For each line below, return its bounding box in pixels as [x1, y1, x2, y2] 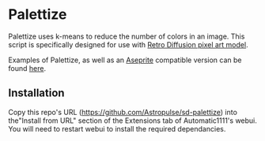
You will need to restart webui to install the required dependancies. [8, 124, 226, 133]
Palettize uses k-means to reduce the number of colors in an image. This [8, 32, 245, 41]
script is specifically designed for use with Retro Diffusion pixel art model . [8, 39, 248, 49]
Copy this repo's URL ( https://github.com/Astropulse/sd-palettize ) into [8, 107, 237, 117]
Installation [8, 87, 65, 100]
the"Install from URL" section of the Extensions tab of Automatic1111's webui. [8, 116, 257, 125]
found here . [8, 63, 46, 72]
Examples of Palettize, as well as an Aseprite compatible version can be [8, 55, 242, 65]
